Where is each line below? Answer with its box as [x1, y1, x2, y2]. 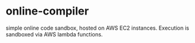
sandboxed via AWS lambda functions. [6, 30, 103, 38]
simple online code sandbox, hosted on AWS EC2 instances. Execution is [6, 24, 189, 31]
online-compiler [6, 4, 89, 18]
